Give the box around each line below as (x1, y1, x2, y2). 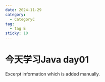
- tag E (10, 26, 26, 31)
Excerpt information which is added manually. (5, 71, 100, 77)
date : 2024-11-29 (5, 7, 42, 13)
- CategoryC (10, 17, 35, 22)
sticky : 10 (5, 31, 28, 36)
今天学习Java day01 (5, 54, 89, 65)
